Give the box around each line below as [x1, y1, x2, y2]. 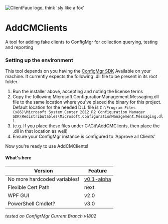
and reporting [5, 44, 34, 50]
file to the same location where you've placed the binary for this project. [12, 99, 161, 105]
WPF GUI [8, 192, 29, 199]
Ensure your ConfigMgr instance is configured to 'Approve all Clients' [12, 133, 156, 140]
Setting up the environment [5, 57, 74, 64]
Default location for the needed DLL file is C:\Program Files [12, 104, 136, 110]
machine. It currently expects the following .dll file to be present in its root [5, 73, 157, 80]
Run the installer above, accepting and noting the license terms [12, 88, 143, 95]
